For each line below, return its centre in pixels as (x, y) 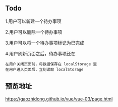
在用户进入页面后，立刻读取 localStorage (44, 69)
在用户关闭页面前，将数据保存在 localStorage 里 (51, 64)
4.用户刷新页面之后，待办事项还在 (40, 53)
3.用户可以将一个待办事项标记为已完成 (45, 43)
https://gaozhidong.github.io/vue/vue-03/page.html (59, 99)
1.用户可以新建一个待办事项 (33, 21)
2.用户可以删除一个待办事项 (34, 32)
